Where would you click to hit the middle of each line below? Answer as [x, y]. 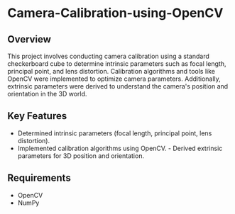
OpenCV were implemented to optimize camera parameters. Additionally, [114, 79]
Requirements [39, 178]
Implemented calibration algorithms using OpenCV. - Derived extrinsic [120, 148]
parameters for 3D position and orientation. [81, 156]
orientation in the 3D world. [47, 94]
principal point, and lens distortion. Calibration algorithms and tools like [111, 71]
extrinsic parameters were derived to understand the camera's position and [118, 86]
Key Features [37, 116]
